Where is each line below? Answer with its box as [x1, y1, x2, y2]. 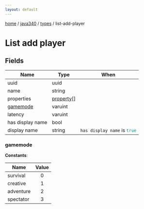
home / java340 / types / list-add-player [5, 20, 85, 26]
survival [7, 172, 26, 179]
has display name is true [80, 127, 137, 134]
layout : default [5, 7, 38, 12]
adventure [7, 188, 31, 194]
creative [7, 180, 26, 187]
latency [7, 111, 24, 118]
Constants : [5, 152, 28, 158]
